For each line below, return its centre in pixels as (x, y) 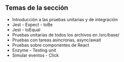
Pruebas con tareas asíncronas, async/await (56, 40)
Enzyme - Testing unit (34, 50)
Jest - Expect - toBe (32, 25)
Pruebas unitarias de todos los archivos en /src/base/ (66, 35)
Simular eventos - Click (35, 55)
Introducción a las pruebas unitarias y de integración (65, 19)
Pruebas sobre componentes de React (51, 45)
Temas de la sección (37, 8)
